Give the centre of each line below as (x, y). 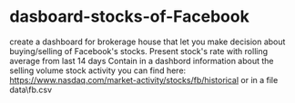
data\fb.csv (31, 89)
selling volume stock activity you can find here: (98, 70)
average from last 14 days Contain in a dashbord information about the (142, 61)
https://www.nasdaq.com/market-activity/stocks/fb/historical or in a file (144, 80)
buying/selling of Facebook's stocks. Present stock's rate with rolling (139, 51)
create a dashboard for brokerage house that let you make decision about (147, 42)
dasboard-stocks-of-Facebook (130, 17)
